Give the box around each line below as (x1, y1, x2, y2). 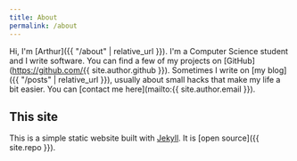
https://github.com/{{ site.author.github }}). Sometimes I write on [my (12, 64, 266, 76)
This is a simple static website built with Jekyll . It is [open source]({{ (9, 133, 260, 143)
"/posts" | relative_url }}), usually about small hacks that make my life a (21, 74, 281, 85)
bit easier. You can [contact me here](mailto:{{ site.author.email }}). (9, 84, 256, 94)
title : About (9, 12, 58, 22)
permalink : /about (9, 21, 78, 30)
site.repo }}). (9, 142, 56, 153)
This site (9, 109, 58, 125)
